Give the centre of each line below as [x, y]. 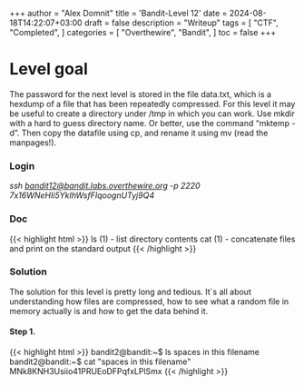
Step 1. [23, 332]
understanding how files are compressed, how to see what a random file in [149, 301]
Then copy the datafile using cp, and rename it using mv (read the [145, 133]
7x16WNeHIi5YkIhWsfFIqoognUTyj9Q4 [82, 195]
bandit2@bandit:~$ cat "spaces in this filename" [100, 361]
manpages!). [33, 142]
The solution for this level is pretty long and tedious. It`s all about [130, 292]
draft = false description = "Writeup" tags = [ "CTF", [181, 23]
